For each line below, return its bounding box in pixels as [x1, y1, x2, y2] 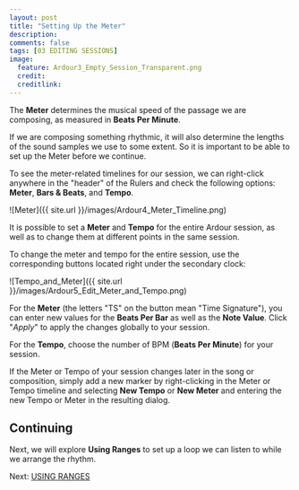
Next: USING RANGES [9, 471, 91, 482]
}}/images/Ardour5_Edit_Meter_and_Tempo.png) [9, 284, 187, 296]
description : [9, 30, 58, 39]
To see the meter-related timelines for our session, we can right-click [9, 168, 264, 179]
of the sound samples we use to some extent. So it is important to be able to [9, 141, 291, 152]
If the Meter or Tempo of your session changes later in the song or [9, 365, 255, 377]
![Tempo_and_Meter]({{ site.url [9, 276, 123, 286]
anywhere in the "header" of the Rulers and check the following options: [9, 177, 276, 188]
